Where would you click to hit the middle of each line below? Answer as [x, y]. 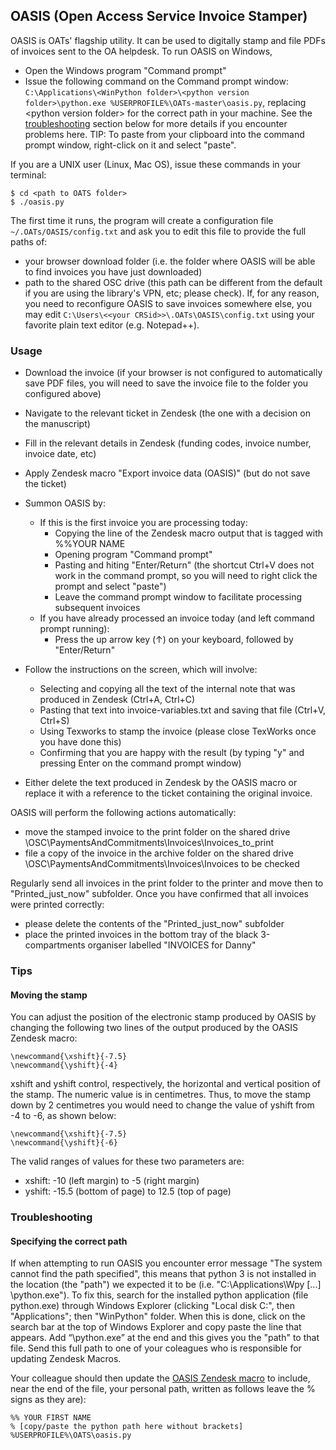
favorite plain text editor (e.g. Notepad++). [112, 325]
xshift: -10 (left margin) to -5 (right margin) [112, 1181]
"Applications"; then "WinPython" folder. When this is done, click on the [158, 1316]
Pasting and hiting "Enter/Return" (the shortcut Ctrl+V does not [184, 565]
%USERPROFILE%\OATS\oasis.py [71, 1435]
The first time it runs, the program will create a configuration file [142, 220]
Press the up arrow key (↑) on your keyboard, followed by [174, 640]
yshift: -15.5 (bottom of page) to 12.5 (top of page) [128, 1191]
